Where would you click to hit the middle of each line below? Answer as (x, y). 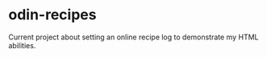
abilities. (22, 45)
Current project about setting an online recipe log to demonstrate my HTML (133, 37)
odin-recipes (52, 15)
